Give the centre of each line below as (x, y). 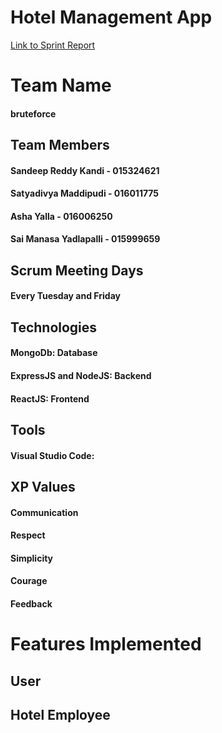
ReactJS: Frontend (50, 398)
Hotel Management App (111, 17)
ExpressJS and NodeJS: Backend (81, 376)
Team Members (60, 145)
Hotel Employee (60, 714)
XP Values (43, 487)
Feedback (31, 603)
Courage (29, 581)
